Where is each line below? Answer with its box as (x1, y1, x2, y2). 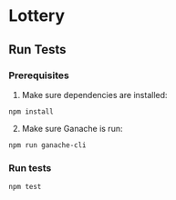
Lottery (8, 5, 66, 26)
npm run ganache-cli (8, 140, 88, 150)
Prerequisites (8, 69, 69, 82)
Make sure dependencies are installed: (21, 89, 168, 100)
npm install (8, 106, 54, 116)
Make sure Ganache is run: (21, 123, 123, 134)
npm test (8, 183, 42, 192)
